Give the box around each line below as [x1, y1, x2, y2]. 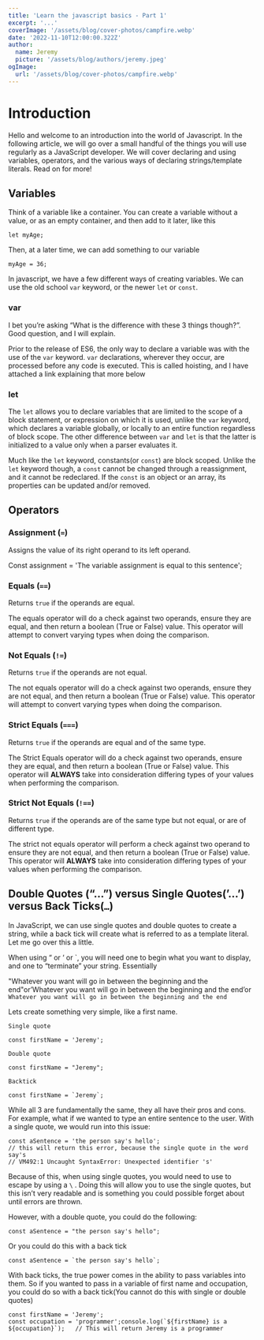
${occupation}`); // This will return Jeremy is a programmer [8, 1324, 224, 1332]
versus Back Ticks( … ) [8, 900, 114, 913]
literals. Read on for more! [8, 163, 92, 174]
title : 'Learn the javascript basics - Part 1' [8, 11, 168, 20]
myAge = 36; [8, 260, 47, 268]
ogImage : [8, 63, 37, 71]
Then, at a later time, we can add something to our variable [8, 245, 200, 255]
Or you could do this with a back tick [8, 1241, 128, 1251]
